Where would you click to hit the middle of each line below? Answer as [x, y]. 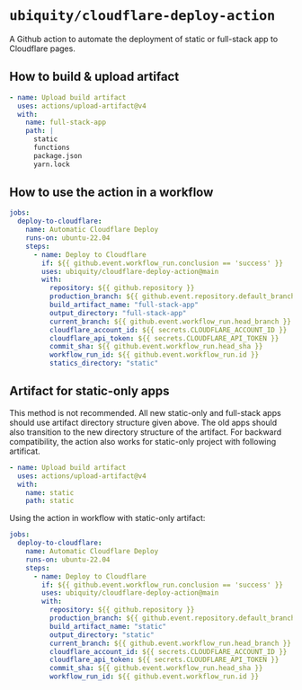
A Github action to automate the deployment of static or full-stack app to [144, 39]
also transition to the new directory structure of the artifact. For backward [146, 432]
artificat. [25, 451]
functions [51, 147]
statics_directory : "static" [104, 363]
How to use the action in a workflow [111, 193]
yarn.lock [51, 164]
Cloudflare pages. [43, 49]
